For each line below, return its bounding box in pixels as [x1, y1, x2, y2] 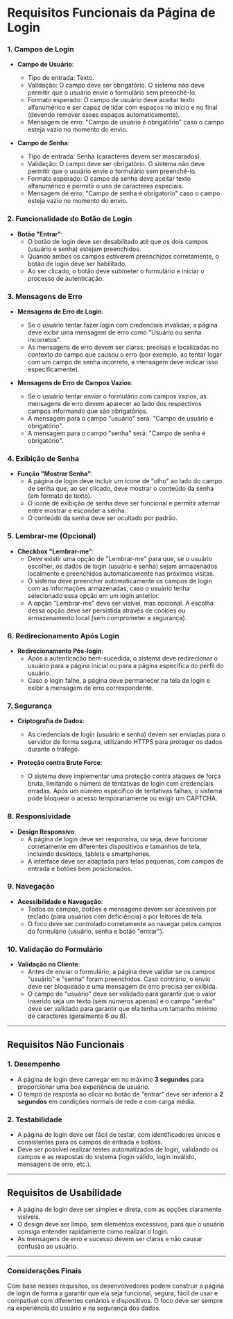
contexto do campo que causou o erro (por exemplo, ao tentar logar [27, 350, 223, 359]
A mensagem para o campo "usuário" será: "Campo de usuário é [27, 414, 214, 423]
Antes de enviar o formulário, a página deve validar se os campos [27, 968, 216, 976]
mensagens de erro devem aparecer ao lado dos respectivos [27, 400, 202, 408]
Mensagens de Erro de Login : [17, 307, 104, 316]
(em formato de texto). [27, 492, 92, 500]
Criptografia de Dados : [17, 717, 85, 725]
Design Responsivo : [17, 827, 76, 836]
